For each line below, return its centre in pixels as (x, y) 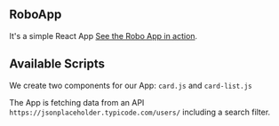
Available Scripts (57, 64)
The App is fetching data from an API (77, 102)
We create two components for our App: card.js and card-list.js (131, 85)
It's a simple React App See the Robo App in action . (104, 35)
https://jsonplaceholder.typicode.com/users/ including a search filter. (140, 112)
